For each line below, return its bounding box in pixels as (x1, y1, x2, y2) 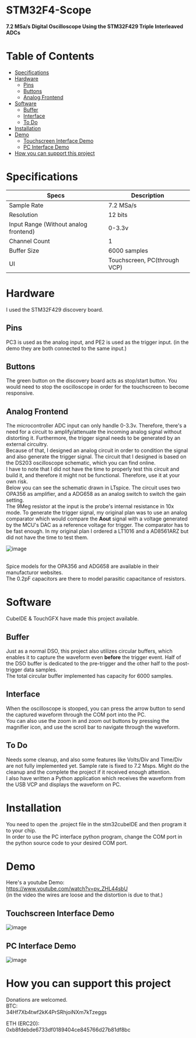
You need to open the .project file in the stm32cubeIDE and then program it (6, 820, 187, 827)
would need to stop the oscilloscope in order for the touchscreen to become (6, 384, 190, 391)
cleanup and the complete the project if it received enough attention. (6, 768, 171, 775)
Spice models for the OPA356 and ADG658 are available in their (6, 563, 159, 570)
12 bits (108, 211, 128, 219)
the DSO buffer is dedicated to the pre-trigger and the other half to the (6, 660, 176, 667)
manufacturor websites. (6, 569, 63, 576)
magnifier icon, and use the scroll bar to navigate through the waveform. (6, 723, 180, 730)
